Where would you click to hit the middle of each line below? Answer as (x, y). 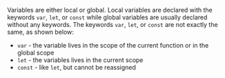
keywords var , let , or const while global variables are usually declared (107, 17)
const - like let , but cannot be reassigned (77, 67)
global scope (36, 52)
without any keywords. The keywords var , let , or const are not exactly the (113, 25)
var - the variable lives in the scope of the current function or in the (113, 45)
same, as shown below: (41, 32)
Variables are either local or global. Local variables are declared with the (110, 10)
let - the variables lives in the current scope (80, 60)
